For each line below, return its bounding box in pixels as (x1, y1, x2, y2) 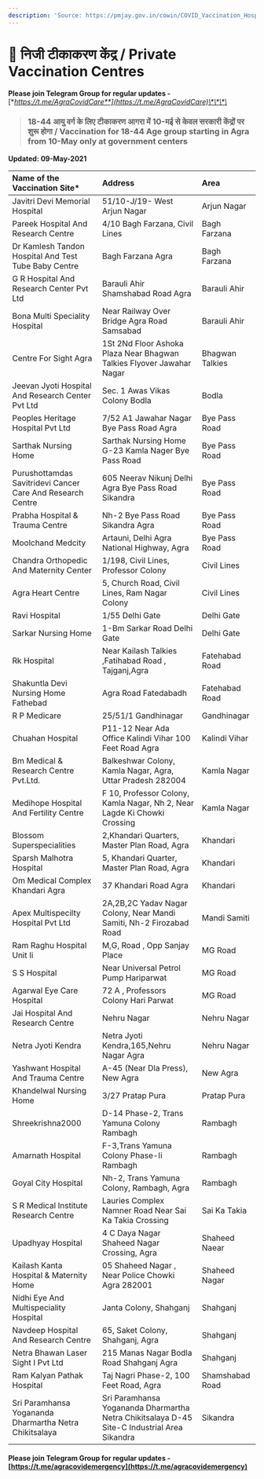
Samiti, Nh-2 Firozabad (101, 917, 189, 928)
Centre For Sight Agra (12, 353, 93, 364)
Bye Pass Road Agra (101, 422, 178, 433)
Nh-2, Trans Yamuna (101, 1172, 181, 1183)
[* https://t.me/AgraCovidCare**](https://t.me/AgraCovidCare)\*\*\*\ (8, 97, 228, 106)
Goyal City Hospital (12, 1177, 83, 1188)
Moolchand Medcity (12, 537, 86, 548)
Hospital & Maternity (12, 1269, 88, 1280)
